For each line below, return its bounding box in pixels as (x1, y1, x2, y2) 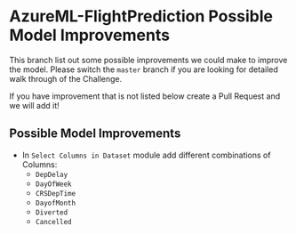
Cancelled (35, 217, 73, 226)
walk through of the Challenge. (9, 73, 123, 84)
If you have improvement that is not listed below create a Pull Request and (9, 91, 281, 101)
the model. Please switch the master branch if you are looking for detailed (9, 64, 278, 75)
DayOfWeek (35, 180, 73, 189)
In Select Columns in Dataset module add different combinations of (21, 149, 271, 160)
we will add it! (9, 100, 60, 110)
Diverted (35, 207, 68, 217)
